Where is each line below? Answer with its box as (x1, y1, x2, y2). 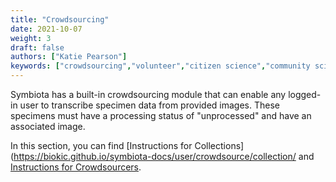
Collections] (194, 140, 245, 151)
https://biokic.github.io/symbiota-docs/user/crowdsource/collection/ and (13, 151, 315, 162)
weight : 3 (10, 33, 52, 43)
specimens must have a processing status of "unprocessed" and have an (10, 110, 312, 121)
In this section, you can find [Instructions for (10, 140, 193, 151)
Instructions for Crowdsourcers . (10, 161, 142, 173)
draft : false (10, 42, 65, 53)
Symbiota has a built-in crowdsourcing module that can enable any (10, 89, 287, 100)
